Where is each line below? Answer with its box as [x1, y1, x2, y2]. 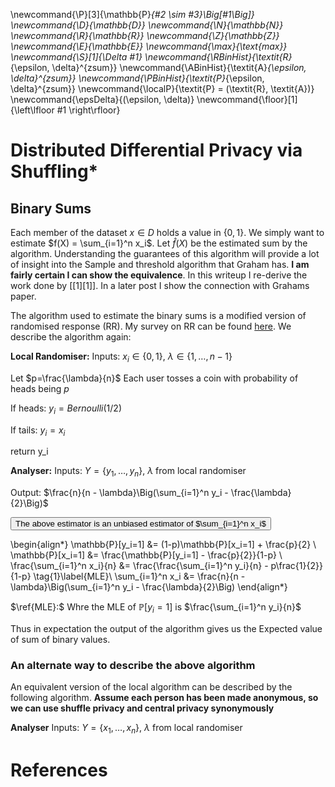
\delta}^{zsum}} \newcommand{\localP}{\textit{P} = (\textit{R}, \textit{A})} [10, 83, 315, 94]
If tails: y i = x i [10, 424, 66, 438]
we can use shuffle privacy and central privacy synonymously [10, 702, 275, 714]
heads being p [10, 382, 70, 394]
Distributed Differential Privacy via [10, 139, 303, 162]
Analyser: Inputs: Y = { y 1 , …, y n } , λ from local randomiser [10, 465, 247, 479]
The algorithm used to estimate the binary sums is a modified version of [10, 310, 307, 321]
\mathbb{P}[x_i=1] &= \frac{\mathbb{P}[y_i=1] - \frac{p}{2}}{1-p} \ [10, 549, 283, 561]
